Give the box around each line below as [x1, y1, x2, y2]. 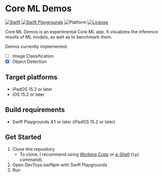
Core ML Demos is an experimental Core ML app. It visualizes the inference [5, 29, 159, 34]
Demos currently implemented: [5, 43, 68, 49]
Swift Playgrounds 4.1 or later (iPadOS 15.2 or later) [12, 118, 116, 124]
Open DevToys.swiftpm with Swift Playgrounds [12, 162, 107, 168]
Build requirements [5, 106, 65, 114]
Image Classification [12, 53, 54, 59]
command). [19, 156, 43, 162]
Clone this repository [12, 146, 55, 152]
